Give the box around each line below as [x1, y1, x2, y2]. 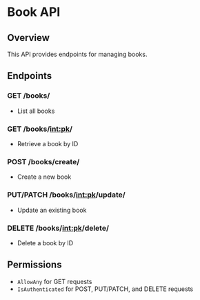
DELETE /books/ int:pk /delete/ [7, 223, 109, 233]
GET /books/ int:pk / [7, 124, 72, 134]
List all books [17, 107, 55, 115]
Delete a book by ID [17, 238, 74, 247]
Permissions [7, 259, 62, 271]
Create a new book [17, 173, 72, 181]
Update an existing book [17, 206, 87, 214]
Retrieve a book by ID [17, 139, 79, 148]
